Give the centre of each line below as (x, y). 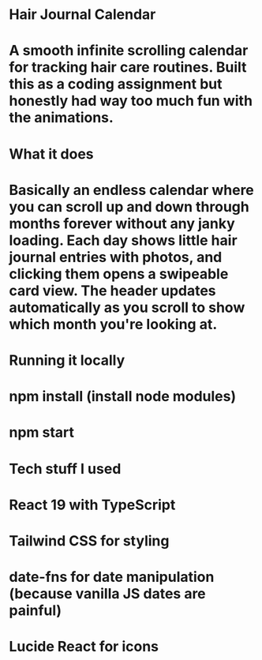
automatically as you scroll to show (127, 307)
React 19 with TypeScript (92, 505)
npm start (41, 433)
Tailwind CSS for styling (89, 540)
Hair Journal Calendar (82, 15)
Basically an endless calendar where (132, 190)
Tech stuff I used (65, 469)
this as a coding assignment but (116, 84)
